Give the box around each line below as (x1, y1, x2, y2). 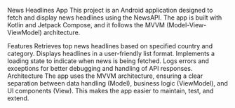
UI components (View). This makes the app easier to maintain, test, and (7, 87, 214, 95)
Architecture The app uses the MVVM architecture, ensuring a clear (7, 72, 203, 80)
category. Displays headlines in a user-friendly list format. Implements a (7, 49, 215, 58)
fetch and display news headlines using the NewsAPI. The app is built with (7, 13, 222, 22)
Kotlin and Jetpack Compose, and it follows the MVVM (7, 21, 165, 29)
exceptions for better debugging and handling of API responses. (7, 65, 193, 72)
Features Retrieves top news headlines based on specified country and (7, 42, 213, 50)
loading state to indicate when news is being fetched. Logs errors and (7, 57, 209, 65)
